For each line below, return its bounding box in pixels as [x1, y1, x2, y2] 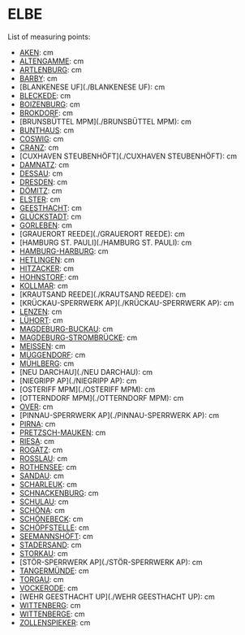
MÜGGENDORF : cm [19, 350, 86, 359]
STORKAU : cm [19, 548, 68, 558]
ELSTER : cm [19, 194, 61, 204]
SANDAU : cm [19, 471, 64, 481]
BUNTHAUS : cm [19, 125, 75, 135]
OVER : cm [19, 402, 54, 411]
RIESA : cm [19, 436, 54, 446]
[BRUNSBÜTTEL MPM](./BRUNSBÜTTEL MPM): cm [19, 116, 192, 126]
